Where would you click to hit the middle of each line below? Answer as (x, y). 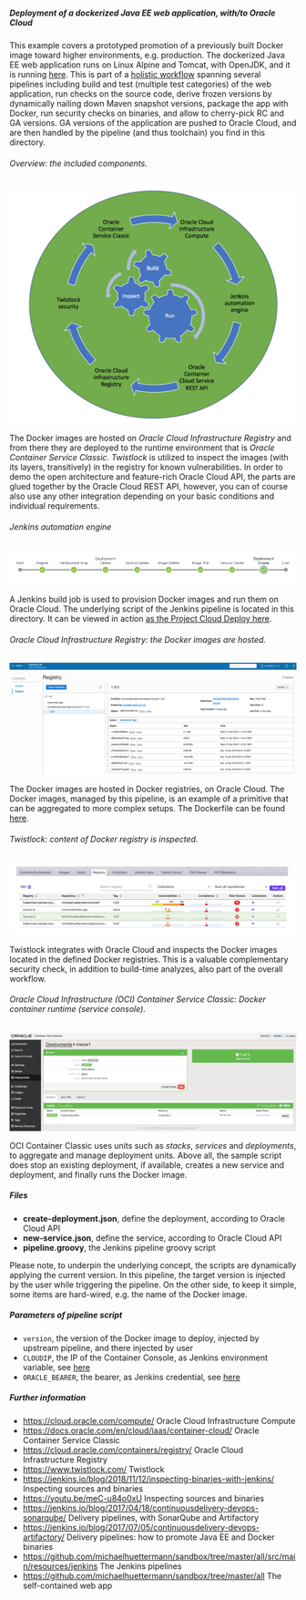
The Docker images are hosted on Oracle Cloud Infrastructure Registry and (150, 439)
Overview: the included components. (78, 163)
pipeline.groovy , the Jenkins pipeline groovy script (119, 1247)
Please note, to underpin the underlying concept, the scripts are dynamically (153, 1265)
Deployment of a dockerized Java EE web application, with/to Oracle (143, 13)
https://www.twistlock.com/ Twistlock (93, 1469)
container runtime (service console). (77, 1009)
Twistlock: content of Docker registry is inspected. (104, 839)
